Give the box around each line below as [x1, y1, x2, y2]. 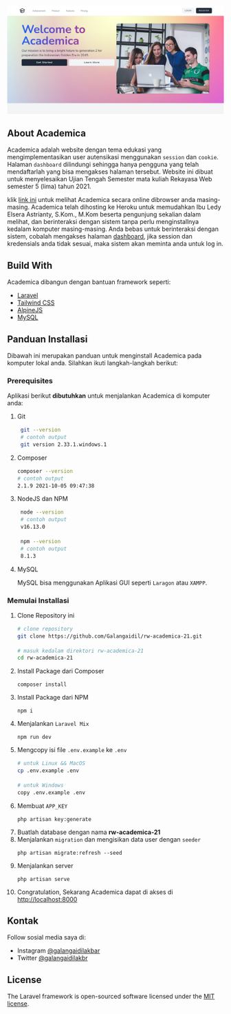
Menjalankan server [16, 861, 74, 870]
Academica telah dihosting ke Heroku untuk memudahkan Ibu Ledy [30, 203, 221, 212]
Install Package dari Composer [16, 667, 104, 676]
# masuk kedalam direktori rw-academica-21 [16, 647, 144, 654]
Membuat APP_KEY [16, 802, 68, 810]
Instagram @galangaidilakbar [16, 946, 100, 955]
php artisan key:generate [16, 815, 91, 822]
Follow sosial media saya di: [7, 933, 87, 942]
